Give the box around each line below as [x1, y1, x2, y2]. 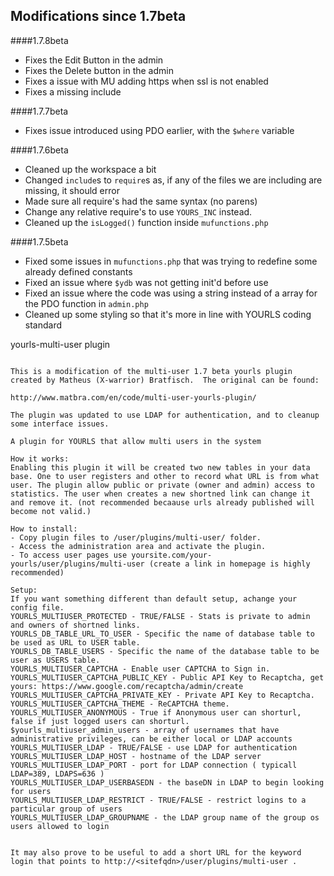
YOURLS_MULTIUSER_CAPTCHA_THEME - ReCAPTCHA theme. [10, 699, 230, 709]
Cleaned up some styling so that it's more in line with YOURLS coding [24, 308, 312, 320]
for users [10, 786, 52, 796]
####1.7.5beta [10, 235, 69, 248]
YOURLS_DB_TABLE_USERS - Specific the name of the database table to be [10, 646, 320, 656]
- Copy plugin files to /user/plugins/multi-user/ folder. [10, 532, 262, 543]
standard [24, 319, 63, 331]
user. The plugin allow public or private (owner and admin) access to [10, 480, 315, 490]
